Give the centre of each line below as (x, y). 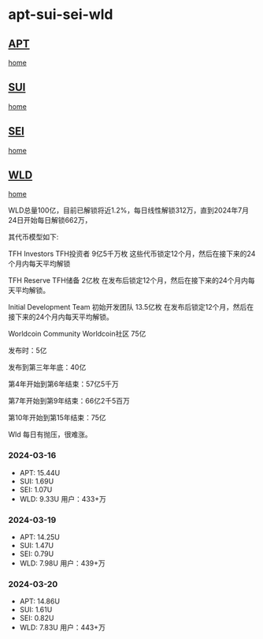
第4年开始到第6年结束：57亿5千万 (64, 384)
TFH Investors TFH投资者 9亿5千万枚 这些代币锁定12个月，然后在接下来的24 (132, 254)
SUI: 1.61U (36, 610)
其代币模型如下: (33, 237)
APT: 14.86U (40, 601)
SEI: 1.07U (36, 489)
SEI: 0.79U (37, 554)
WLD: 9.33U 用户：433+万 (63, 498)
